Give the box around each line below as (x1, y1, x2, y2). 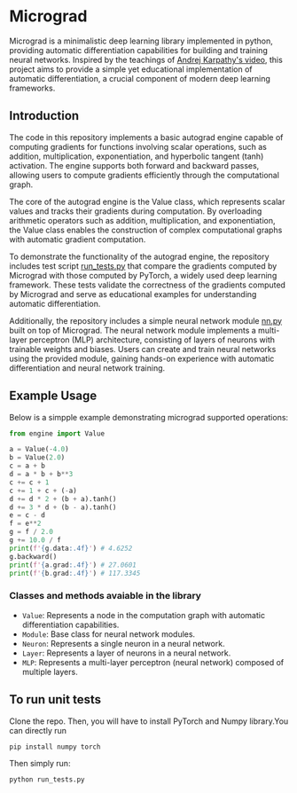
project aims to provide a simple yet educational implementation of (9, 64, 253, 75)
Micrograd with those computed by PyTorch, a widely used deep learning (9, 270, 277, 280)
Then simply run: (9, 758, 71, 769)
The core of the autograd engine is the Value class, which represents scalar (9, 196, 285, 207)
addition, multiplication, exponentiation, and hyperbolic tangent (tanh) (9, 151, 264, 161)
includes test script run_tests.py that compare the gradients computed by (9, 260, 277, 271)
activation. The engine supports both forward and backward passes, (9, 160, 260, 170)
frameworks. (9, 82, 56, 93)
